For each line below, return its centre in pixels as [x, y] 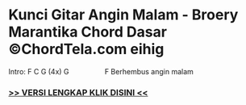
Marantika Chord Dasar [88, 32]
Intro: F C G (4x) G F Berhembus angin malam [101, 71]
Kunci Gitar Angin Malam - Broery [123, 15]
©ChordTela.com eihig [86, 49]
